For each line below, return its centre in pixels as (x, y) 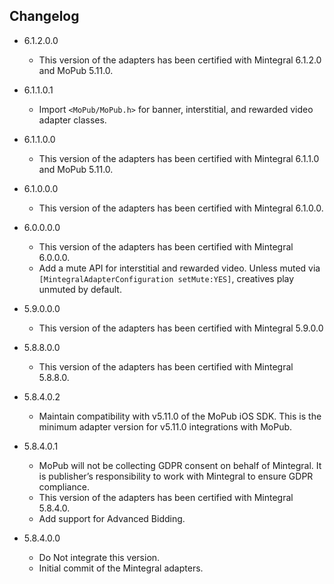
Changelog (44, 16)
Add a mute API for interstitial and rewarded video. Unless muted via (179, 268)
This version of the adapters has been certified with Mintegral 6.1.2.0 (180, 60)
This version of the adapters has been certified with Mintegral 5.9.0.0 (181, 328)
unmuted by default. (80, 289)
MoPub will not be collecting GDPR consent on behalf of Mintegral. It (180, 465)
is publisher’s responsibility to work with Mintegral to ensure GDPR (176, 476)
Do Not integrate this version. (99, 557)
